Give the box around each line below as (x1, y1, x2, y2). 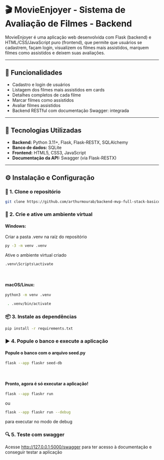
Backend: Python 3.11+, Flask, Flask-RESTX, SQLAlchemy (12, 139, 128, 145)
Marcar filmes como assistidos (12, 97, 74, 103)
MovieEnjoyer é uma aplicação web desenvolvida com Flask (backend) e (5, 34, 152, 40)
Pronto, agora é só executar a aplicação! (5, 380, 89, 387)
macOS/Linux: (5, 282, 35, 287)
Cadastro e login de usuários (12, 82, 70, 88)
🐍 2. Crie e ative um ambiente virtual (5, 211, 93, 218)
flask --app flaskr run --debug (5, 410, 71, 415)
